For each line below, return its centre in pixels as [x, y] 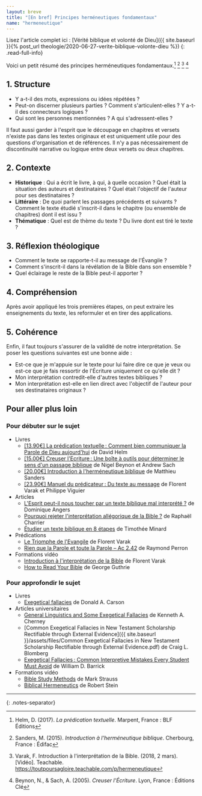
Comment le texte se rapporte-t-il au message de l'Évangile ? [91, 261]
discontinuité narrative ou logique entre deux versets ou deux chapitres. [95, 149]
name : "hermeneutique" [35, 23]
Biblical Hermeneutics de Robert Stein [71, 685]
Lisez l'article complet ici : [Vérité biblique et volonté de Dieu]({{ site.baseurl [101, 40]
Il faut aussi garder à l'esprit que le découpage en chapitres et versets [93, 129]
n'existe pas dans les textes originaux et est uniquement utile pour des [94, 136]
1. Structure [29, 85]
